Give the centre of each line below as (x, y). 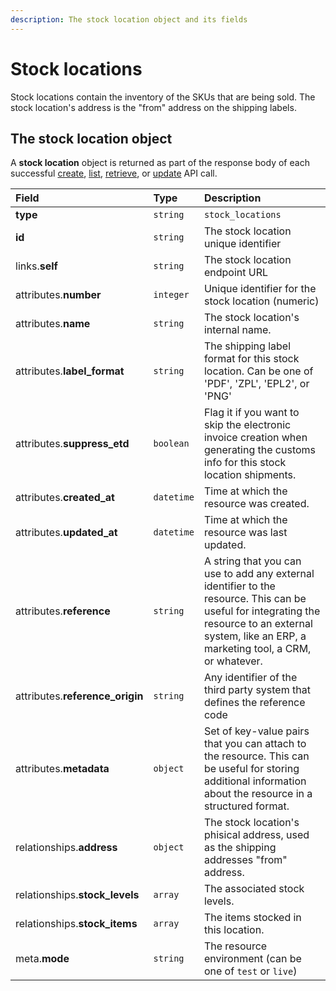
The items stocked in (252, 918)
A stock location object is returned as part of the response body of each (160, 163)
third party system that (257, 690)
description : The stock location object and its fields (129, 19)
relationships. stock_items (76, 924)
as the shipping (240, 848)
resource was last (245, 533)
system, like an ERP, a (255, 636)
